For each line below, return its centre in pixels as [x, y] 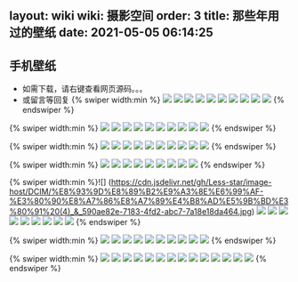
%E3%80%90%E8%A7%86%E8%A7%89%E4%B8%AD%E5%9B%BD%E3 [149, 201]
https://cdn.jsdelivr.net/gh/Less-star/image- [191, 182]
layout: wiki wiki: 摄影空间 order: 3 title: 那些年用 [145, 16]
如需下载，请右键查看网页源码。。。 [85, 89]
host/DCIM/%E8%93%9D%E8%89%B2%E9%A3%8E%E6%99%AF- [137, 192]
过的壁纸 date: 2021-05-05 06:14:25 [111, 32]
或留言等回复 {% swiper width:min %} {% [153, 100]
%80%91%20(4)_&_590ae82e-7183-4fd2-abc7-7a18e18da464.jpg [130, 212]
